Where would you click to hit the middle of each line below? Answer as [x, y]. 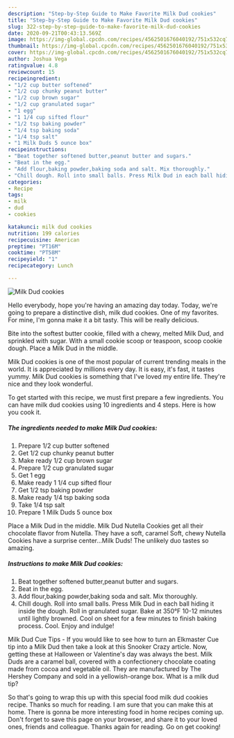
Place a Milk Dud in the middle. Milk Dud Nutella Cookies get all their [106, 526]
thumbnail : [24, 46]
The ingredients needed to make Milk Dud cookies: [83, 428]
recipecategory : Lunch [41, 266]
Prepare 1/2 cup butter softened [64, 446]
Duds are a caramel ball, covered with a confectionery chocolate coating [112, 661]
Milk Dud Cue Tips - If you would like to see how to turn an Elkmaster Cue [114, 639]
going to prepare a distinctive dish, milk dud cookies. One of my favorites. [114, 312]
